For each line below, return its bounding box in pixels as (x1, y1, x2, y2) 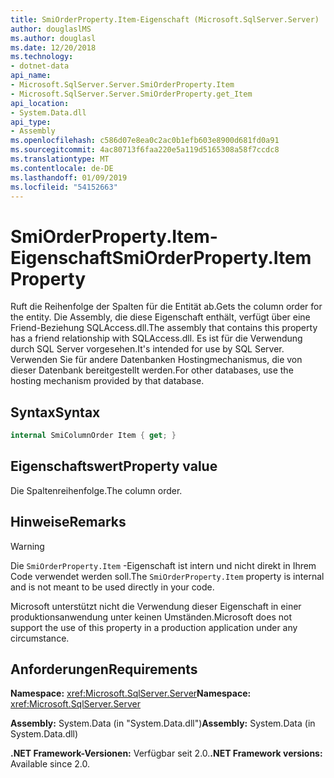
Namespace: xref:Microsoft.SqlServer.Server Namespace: (10, 687, 252, 700)
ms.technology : (10, 52, 74, 62)
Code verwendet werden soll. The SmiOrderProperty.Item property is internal (10, 570, 325, 582)
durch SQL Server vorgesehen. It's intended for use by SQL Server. (10, 343, 285, 355)
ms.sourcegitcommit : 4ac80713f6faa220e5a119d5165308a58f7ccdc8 (10, 145, 280, 155)
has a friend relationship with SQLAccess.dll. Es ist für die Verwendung (10, 332, 303, 345)
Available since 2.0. (10, 758, 90, 770)
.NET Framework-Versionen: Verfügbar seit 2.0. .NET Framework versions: (10, 747, 323, 760)
